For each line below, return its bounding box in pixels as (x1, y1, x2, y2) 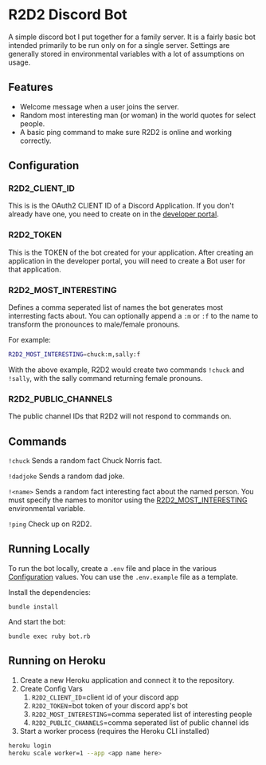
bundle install (8, 603, 59, 611)
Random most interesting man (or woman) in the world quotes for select (19, 110, 256, 120)
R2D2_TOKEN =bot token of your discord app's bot (31, 700, 189, 710)
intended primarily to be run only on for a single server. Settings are (8, 40, 230, 50)
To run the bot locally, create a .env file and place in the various (8, 563, 217, 573)
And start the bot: (8, 616, 66, 626)
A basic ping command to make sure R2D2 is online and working (19, 127, 233, 137)
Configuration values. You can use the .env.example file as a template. (8, 572, 239, 581)
